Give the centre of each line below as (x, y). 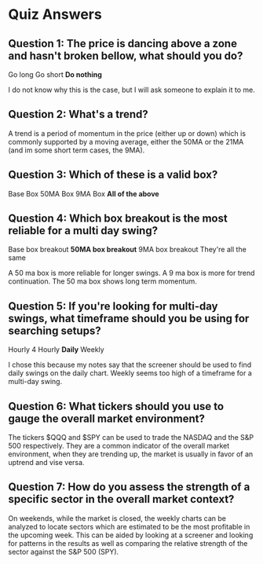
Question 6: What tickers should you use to (116, 406)
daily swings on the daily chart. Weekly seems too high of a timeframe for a (130, 373)
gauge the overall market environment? (107, 418)
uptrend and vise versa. (46, 463)
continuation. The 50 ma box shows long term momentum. (103, 281)
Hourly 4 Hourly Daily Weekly (56, 350)
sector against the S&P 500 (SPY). (64, 551)
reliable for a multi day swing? (83, 231)
